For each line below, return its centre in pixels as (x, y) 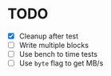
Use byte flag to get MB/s (61, 63)
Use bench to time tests (58, 54)
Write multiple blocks (54, 45)
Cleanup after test (49, 36)
